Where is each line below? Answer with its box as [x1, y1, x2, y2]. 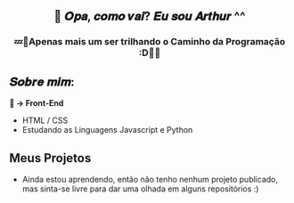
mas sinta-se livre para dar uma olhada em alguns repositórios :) [21, 183, 259, 194]
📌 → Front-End [9, 98, 64, 109]
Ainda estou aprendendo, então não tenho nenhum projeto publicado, [21, 174, 279, 184]
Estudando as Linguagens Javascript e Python [21, 125, 193, 135]
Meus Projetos [9, 150, 92, 166]
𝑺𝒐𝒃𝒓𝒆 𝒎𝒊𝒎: [9, 74, 76, 89]
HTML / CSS [21, 115, 69, 126]
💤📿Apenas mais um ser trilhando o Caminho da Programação [13, 36, 286, 48]
